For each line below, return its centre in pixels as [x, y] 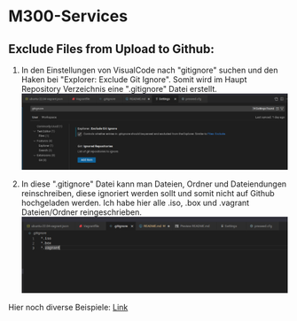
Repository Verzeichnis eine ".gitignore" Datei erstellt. [119, 89]
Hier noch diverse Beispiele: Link [68, 307]
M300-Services [68, 16]
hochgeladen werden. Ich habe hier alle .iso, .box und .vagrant [135, 203]
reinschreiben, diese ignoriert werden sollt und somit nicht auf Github [148, 194]
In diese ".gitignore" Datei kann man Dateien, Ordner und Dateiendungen [154, 184]
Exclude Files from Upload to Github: [111, 49]
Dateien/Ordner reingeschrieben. [82, 212]
